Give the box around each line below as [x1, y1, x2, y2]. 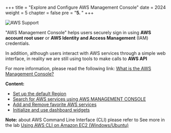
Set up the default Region [12, 91, 66, 96]
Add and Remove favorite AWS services [12, 101, 97, 108]
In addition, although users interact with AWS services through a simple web [5, 50, 166, 56]
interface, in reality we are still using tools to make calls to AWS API [5, 56, 148, 62]
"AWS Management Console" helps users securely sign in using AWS [5, 30, 152, 35]
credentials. [5, 40, 30, 46]
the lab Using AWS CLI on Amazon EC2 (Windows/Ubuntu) [5, 122, 129, 128]
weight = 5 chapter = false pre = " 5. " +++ [5, 10, 94, 16]
